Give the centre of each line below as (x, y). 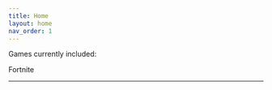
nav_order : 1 (30, 31)
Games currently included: (53, 54)
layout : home (30, 24)
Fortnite (21, 70)
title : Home (28, 16)
